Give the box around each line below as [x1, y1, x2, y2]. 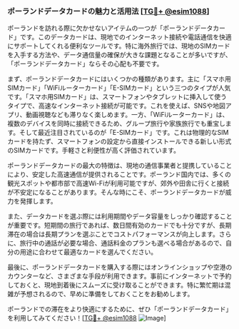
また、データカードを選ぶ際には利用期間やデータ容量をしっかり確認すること [7, 212, 233, 221]
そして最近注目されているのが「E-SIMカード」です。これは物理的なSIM [19, 128, 229, 137]
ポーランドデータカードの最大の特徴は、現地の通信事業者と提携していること [7, 161, 233, 170]
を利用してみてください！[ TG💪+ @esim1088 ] [7, 314, 166, 323]
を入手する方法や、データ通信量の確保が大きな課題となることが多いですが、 [7, 51, 232, 59]
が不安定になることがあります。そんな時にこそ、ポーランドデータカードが [7, 188, 226, 197]
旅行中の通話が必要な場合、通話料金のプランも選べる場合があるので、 [19, 239, 226, 248]
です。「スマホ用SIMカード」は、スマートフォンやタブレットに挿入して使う [7, 93, 227, 101]
